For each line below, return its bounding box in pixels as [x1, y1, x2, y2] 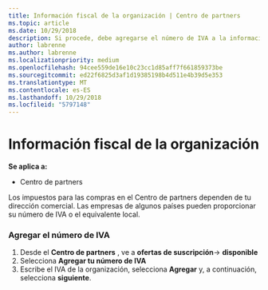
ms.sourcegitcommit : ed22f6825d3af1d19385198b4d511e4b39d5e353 [8, 71, 223, 79]
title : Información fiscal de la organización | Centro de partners [8, 11, 241, 20]
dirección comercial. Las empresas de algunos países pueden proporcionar [8, 201, 257, 211]
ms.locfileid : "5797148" [8, 101, 91, 109]
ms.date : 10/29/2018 [8, 26, 77, 34]
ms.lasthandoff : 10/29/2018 [8, 93, 102, 101]
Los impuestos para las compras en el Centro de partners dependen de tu [8, 193, 251, 202]
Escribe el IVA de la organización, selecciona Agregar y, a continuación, [19, 264, 258, 274]
